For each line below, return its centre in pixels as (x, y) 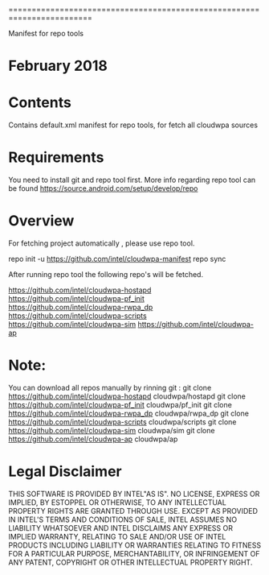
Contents (40, 103)
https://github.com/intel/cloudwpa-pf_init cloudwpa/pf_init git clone (120, 404)
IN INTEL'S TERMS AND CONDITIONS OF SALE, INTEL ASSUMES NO (123, 519)
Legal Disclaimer (65, 472)
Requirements (56, 157)
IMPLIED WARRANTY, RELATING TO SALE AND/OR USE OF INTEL (117, 536)
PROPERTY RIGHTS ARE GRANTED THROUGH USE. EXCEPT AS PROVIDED (133, 511)
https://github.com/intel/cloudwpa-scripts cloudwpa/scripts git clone (122, 422)
